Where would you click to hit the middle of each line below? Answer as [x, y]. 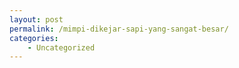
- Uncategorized [61, 47]
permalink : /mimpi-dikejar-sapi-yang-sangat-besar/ [119, 29]
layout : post [36, 19]
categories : [34, 38]
